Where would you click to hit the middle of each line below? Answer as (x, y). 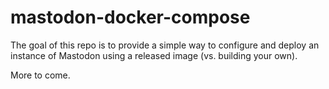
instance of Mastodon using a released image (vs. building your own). (154, 55)
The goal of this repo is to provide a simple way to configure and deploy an (165, 45)
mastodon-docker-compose (130, 17)
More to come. (40, 75)
